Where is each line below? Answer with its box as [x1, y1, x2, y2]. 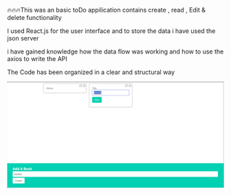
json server [7, 34, 39, 42]
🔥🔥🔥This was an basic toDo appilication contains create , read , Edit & [7, 6, 206, 14]
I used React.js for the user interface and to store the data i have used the [7, 27, 216, 35]
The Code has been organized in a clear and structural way [7, 68, 175, 76]
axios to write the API [7, 55, 67, 62]
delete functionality [7, 14, 62, 21]
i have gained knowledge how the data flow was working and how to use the [7, 47, 224, 56]
